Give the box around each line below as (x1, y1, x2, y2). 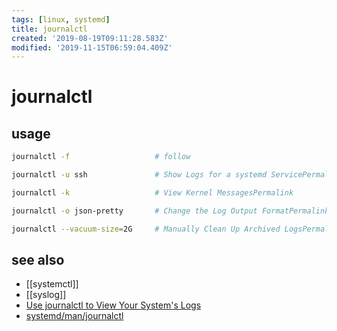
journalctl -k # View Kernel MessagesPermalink (11, 188, 294, 198)
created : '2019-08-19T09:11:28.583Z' (11, 33, 169, 43)
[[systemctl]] (25, 278, 79, 290)
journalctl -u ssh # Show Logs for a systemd (11, 170, 268, 180)
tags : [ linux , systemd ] (11, 14, 111, 25)
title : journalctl (11, 24, 88, 34)
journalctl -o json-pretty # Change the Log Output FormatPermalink (11, 206, 330, 216)
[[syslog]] (25, 289, 67, 301)
